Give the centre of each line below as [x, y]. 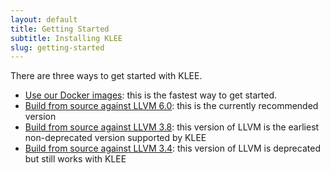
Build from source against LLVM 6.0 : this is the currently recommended [171, 106]
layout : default [44, 19]
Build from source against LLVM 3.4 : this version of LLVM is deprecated [172, 148]
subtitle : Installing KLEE [66, 38]
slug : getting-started [57, 47]
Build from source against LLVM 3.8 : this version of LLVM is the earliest [172, 127]
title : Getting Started [60, 29]
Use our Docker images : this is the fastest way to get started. [150, 95]
